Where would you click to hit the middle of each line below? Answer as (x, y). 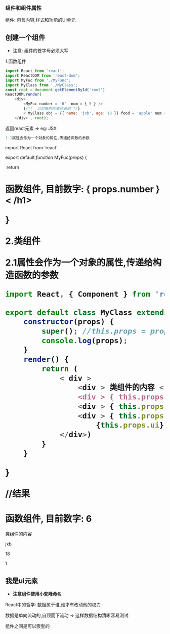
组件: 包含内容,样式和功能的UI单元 (40, 20)
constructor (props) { (69, 322)
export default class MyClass (69, 312)
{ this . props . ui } (130, 425)
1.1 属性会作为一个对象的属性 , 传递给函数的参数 (48, 138)
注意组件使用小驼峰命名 (37, 594)
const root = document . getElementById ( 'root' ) (55, 90)
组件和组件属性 (24, 8)
